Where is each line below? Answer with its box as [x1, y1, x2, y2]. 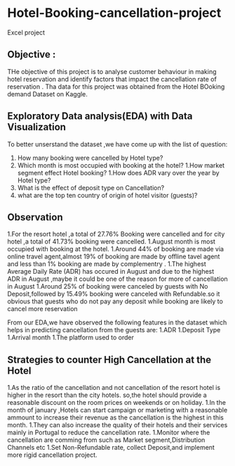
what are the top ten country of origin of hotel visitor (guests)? [17, 191, 198, 199]
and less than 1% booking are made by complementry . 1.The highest [7, 260, 207, 268]
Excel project [7, 28, 46, 37]
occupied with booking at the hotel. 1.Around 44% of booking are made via [7, 245, 224, 253]
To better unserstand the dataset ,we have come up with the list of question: [7, 139, 228, 149]
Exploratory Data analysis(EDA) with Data [7, 111, 193, 122]
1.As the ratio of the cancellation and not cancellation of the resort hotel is [7, 384, 221, 392]
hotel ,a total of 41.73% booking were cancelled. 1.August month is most [7, 237, 216, 246]
